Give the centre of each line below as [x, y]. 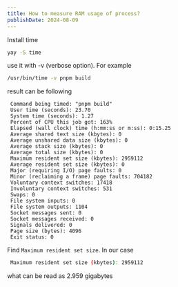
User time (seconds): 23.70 [50, 110]
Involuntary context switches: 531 [61, 189]
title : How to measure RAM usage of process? [73, 13]
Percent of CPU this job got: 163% [61, 122]
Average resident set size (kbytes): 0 [68, 165]
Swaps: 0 [23, 195]
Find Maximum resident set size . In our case [70, 250]
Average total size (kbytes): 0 [57, 153]
